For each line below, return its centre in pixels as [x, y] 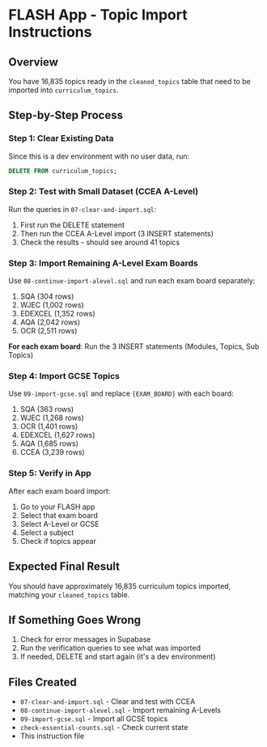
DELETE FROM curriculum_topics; [63, 171]
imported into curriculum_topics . [64, 90]
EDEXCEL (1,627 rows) [57, 435]
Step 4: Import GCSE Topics [64, 376]
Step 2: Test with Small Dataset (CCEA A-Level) [104, 192]
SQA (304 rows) [47, 296]
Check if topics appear [58, 541]
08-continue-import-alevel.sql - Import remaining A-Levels [120, 711]
